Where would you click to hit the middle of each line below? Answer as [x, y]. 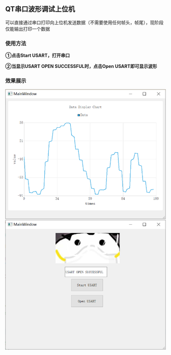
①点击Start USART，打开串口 [38, 56]
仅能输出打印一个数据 [27, 29]
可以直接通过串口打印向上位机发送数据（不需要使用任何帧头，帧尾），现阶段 [84, 22]
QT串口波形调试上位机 [40, 9]
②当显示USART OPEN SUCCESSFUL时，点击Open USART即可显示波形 [81, 66]
